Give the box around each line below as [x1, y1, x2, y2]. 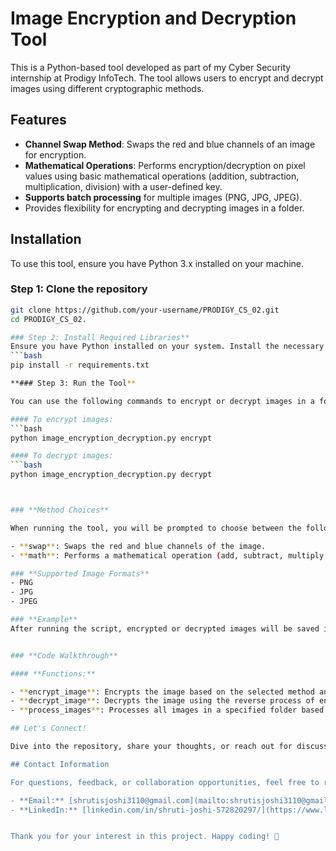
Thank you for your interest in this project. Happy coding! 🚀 [10, 832, 280, 842]
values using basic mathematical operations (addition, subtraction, [24, 170, 300, 182]
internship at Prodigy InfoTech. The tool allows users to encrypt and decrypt [10, 72, 324, 84]
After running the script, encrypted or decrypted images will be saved [10, 623, 320, 634]
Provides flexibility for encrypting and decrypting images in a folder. [24, 202, 305, 214]
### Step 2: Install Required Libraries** [10, 332, 190, 342]
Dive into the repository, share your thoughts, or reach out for [10, 742, 293, 752]
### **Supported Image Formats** [10, 568, 150, 579]
